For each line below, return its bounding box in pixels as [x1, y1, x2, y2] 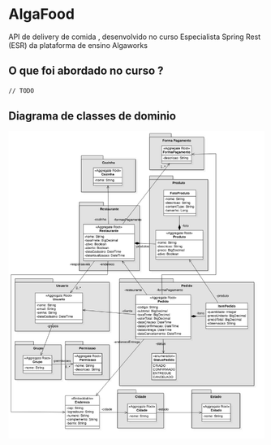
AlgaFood [8, 5, 75, 24]
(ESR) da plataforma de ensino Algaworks [8, 40, 148, 50]
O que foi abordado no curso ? [8, 64, 164, 78]
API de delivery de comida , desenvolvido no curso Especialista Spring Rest [8, 32, 261, 41]
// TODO [8, 86, 35, 94]
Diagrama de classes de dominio [8, 109, 177, 123]
